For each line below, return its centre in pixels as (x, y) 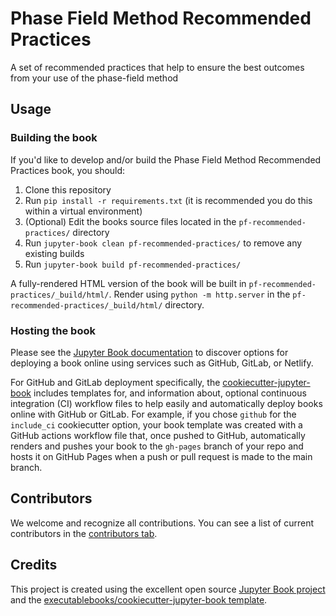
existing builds (54, 253)
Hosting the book (53, 330)
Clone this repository (68, 189)
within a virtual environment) (83, 211)
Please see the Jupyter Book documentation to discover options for (149, 352)
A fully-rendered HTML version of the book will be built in (128, 283)
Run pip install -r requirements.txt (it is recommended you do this (168, 200)
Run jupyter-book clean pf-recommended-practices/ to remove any (163, 243)
